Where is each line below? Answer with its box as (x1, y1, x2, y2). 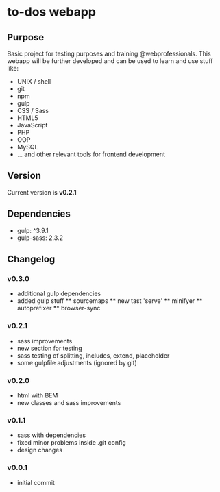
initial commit (16, 478, 55, 487)
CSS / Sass (16, 107, 49, 114)
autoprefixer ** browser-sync (16, 304, 101, 312)
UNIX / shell (16, 77, 51, 86)
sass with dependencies (16, 431, 86, 439)
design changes (16, 446, 63, 454)
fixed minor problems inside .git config (16, 439, 127, 447)
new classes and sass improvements (16, 398, 121, 406)
